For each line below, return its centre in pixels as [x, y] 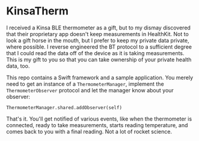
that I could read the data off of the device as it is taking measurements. [95, 53]
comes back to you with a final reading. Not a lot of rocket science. [89, 131]
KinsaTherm [38, 11]
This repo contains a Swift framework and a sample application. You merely [100, 77]
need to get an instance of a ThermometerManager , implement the [85, 84]
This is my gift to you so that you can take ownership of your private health [99, 59]
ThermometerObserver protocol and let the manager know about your [90, 90]
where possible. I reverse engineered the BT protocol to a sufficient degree [99, 47]
